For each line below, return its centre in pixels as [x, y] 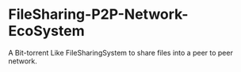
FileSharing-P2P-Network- [98, 14]
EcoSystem [46, 31]
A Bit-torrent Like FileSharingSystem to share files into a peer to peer [121, 52]
